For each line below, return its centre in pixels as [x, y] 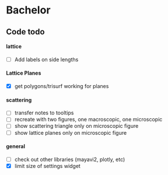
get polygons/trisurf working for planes [62, 86]
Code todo [25, 32]
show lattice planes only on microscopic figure [71, 132]
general [15, 146]
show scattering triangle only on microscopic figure [76, 126]
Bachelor [28, 10]
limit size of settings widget [47, 166]
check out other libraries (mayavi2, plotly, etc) [70, 159]
